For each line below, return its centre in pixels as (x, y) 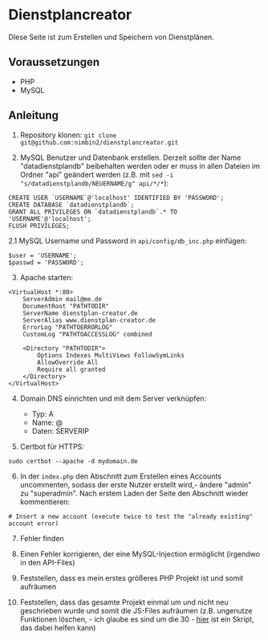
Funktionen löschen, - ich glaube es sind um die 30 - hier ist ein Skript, (137, 619)
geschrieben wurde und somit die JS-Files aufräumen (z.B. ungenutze (136, 610)
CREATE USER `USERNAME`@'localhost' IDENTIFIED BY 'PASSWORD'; (116, 198)
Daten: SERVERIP (61, 430)
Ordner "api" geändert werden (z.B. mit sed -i (97, 174)
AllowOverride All (68, 362)
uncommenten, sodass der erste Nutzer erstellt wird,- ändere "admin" (136, 484)
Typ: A (43, 414)
